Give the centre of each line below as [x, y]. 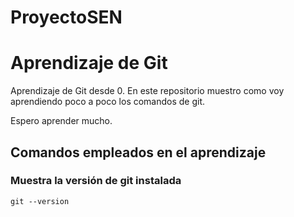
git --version [40, 201]
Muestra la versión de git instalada [96, 181]
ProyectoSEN [66, 17]
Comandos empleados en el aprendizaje [138, 152]
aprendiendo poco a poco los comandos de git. [108, 102]
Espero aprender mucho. [61, 121]
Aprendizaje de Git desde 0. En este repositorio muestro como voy [147, 91]
